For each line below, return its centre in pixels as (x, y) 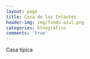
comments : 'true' (27, 33)
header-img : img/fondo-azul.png (45, 22)
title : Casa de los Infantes (41, 17)
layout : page (22, 11)
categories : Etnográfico (36, 28)
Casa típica (19, 50)
